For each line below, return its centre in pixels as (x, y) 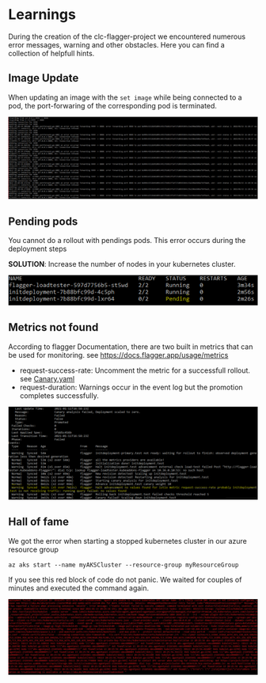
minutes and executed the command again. (79, 588)
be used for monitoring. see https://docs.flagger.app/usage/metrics (118, 355)
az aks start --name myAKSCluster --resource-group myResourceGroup (123, 565)
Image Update (44, 78)
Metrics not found (53, 327)
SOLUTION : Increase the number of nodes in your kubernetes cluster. (122, 264)
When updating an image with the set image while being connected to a (125, 97)
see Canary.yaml (47, 378)
